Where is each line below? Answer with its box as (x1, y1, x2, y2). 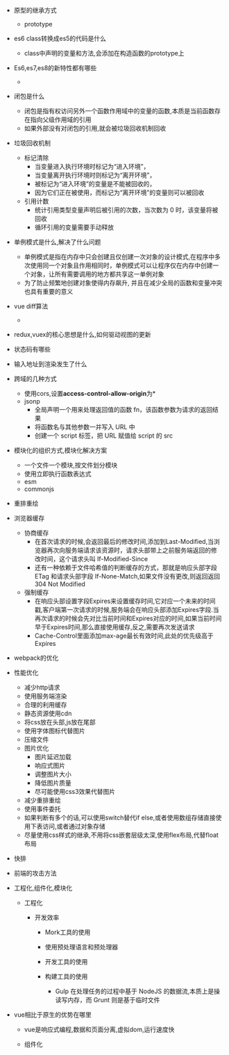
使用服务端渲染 (24, 692, 67, 700)
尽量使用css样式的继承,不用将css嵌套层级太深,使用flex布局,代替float (24, 831, 219, 839)
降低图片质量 (34, 779, 71, 787)
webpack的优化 (13, 654, 59, 662)
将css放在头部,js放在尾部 (24, 718, 96, 726)
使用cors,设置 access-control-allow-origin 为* (24, 390, 156, 397)
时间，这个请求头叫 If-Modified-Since (40, 555, 148, 563)
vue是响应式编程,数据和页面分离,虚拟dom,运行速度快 (24, 1025, 175, 1033)
